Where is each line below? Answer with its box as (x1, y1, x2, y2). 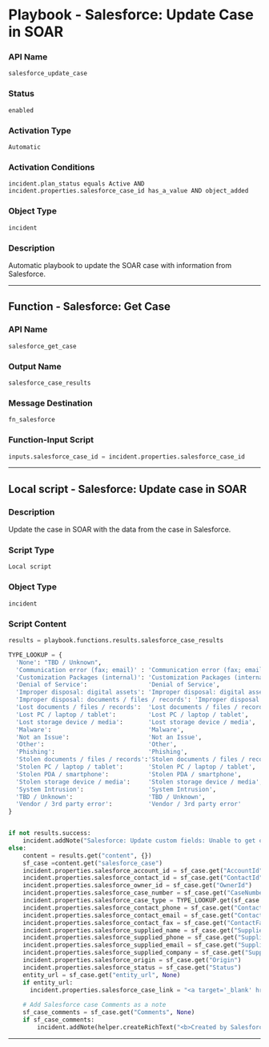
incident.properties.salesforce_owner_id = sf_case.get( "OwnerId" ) (22, 882, 252, 890)
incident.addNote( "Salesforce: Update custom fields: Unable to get (22, 837, 256, 845)
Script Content (8, 618, 66, 629)
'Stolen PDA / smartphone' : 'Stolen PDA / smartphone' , (15, 770, 242, 778)
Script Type (8, 544, 54, 556)
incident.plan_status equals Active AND (8, 180, 146, 188)
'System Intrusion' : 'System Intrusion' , (15, 785, 217, 793)
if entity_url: (22, 978, 74, 987)
